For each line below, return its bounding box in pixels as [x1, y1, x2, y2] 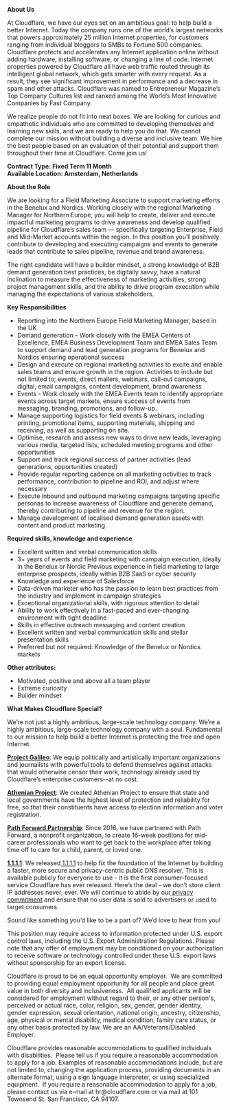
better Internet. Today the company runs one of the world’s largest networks [7, 26, 223, 34]
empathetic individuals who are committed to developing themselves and [7, 120, 214, 128]
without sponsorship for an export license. [7, 959, 127, 967]
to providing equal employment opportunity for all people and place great [7, 979, 214, 988]
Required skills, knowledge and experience [7, 534, 133, 543]
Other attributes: [7, 664, 56, 671]
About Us [7, 6, 35, 13]
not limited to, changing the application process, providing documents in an [7, 1066, 221, 1074]
